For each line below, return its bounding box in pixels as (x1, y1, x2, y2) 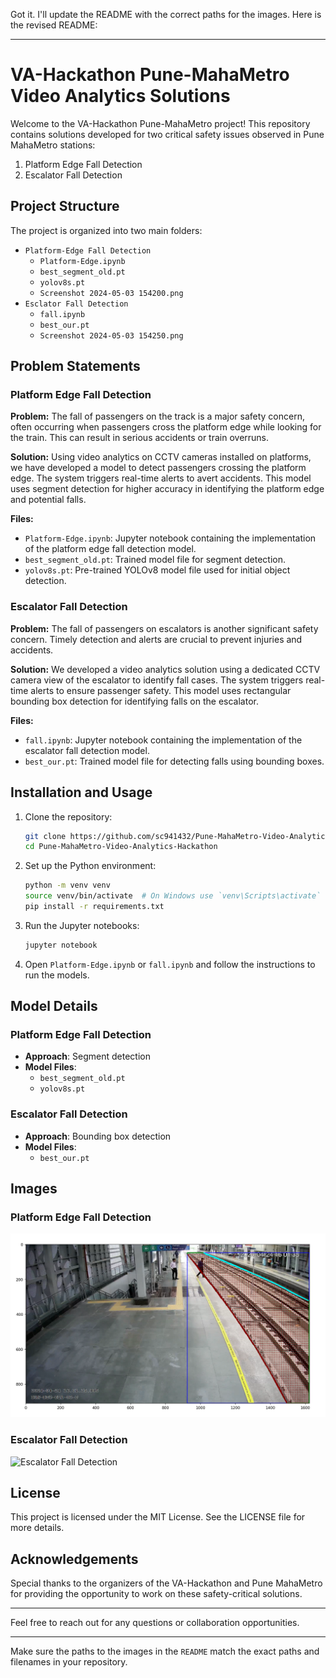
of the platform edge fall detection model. (24, 543, 197, 555)
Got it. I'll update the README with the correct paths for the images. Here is (10, 9, 322, 20)
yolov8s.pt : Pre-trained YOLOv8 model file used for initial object (24, 564, 291, 576)
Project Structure (10, 198, 120, 215)
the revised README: (10, 19, 98, 31)
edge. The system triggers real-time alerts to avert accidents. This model (10, 472, 312, 484)
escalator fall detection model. (24, 744, 150, 756)
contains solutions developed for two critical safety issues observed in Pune (10, 128, 325, 140)
